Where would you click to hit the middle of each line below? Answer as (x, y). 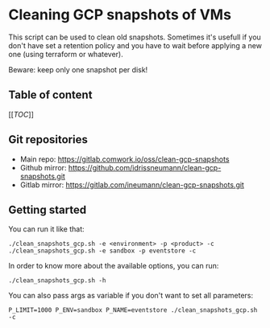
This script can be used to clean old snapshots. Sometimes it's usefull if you (135, 37)
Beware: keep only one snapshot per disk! (78, 69)
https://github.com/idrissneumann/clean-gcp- (145, 167)
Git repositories (48, 139)
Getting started (48, 209)
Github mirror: (43, 167)
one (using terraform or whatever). (66, 54)
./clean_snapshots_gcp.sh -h (57, 281)
